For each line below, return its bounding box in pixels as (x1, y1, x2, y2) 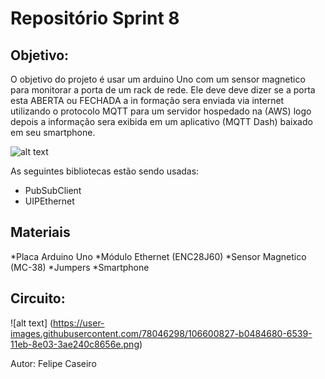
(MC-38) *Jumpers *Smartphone (10, 261, 150, 273)
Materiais (10, 224, 71, 241)
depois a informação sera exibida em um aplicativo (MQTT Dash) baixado (10, 116, 313, 127)
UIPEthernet (24, 195, 75, 207)
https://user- (53, 317, 105, 329)
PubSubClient (24, 185, 82, 196)
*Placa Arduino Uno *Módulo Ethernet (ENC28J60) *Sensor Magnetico (10, 250, 307, 262)
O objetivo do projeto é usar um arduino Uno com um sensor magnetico (10, 73, 306, 85)
